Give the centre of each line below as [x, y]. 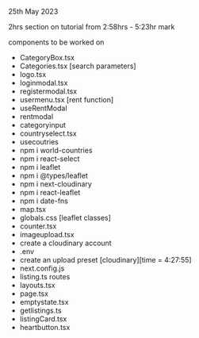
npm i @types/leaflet [54, 175]
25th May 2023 [33, 12]
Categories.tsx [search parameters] [78, 66]
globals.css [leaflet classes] [65, 218]
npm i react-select [50, 159]
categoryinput [42, 125]
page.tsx [34, 294]
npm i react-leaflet [50, 192]
